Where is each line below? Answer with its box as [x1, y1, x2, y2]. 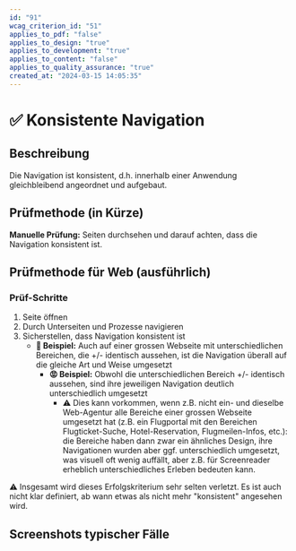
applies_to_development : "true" [9, 47, 130, 56]
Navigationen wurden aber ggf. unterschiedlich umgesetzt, [62, 445, 281, 456]
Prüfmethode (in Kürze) [9, 205, 144, 220]
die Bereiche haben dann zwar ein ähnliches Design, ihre [62, 435, 274, 446]
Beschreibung [9, 146, 90, 161]
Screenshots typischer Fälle [9, 526, 170, 542]
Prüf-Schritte [9, 291, 69, 304]
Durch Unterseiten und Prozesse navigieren [22, 322, 184, 332]
